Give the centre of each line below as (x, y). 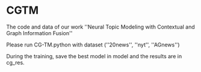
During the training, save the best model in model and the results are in (94, 56)
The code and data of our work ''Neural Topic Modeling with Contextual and (101, 27)
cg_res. (16, 62)
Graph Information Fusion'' (39, 33)
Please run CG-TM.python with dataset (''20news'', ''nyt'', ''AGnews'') (93, 45)
